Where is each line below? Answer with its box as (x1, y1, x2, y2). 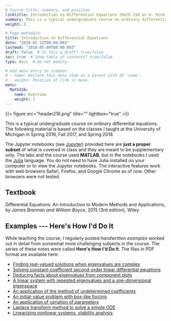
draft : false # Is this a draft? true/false (5, 49, 103, 55)
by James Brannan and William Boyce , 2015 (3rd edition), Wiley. (5, 207, 140, 213)
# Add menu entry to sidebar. (5, 68, 70, 74)
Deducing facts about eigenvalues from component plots (12, 272, 132, 278)
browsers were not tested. (5, 173, 61, 179)
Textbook (5, 188, 36, 197)
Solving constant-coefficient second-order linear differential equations (12, 267, 161, 273)
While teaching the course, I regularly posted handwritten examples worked (5, 235, 164, 241)
